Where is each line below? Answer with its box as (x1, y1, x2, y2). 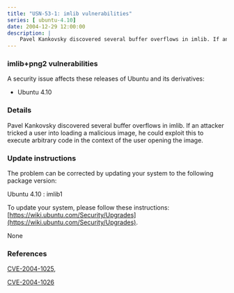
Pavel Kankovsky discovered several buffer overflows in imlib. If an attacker (7, 121, 224, 129)
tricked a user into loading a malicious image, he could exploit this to (7, 128, 204, 137)
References (7, 249, 47, 258)
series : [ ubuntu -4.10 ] (7, 17, 77, 24)
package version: (7, 176, 57, 185)
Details (7, 106, 32, 115)
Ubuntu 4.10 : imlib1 (7, 190, 63, 199)
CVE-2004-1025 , (7, 265, 56, 273)
